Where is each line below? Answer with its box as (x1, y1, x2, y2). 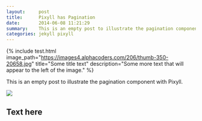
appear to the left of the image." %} (6, 66, 94, 74)
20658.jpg (6, 60, 32, 68)
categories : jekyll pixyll (6, 31, 74, 37)
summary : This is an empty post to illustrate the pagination (6, 25, 173, 32)
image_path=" (6, 54, 41, 61)
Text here (6, 107, 43, 117)
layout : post (6, 8, 50, 15)
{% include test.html (6, 47, 57, 55)
